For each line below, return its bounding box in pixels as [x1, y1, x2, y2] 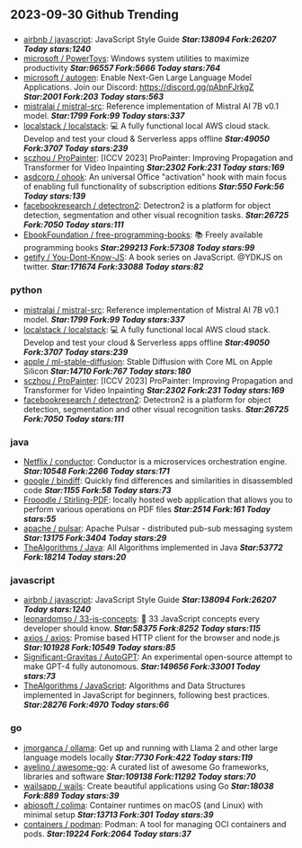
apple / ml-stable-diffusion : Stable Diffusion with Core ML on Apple [22, 356, 273, 367]
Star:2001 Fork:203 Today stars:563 [22, 92, 164, 102]
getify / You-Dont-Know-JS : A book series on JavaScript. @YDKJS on [22, 252, 283, 263]
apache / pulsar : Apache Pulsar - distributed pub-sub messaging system [22, 523, 293, 534]
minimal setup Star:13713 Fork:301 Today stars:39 [22, 808, 214, 820]
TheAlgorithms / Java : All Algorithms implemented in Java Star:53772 [22, 542, 283, 552]
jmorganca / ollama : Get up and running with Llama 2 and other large [22, 742, 279, 753]
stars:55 [22, 513, 57, 524]
